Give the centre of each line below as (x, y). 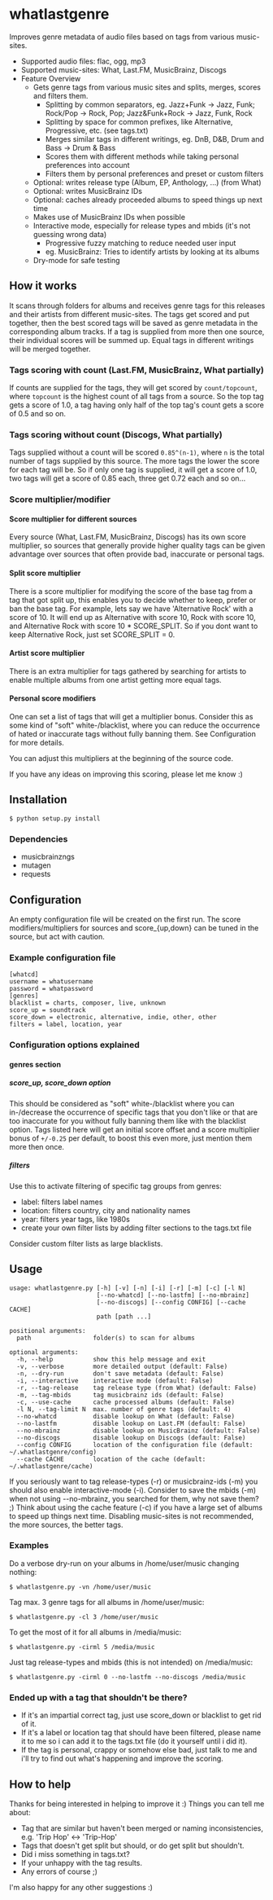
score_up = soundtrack (48, 1010)
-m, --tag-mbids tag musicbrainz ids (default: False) (120, 1395)
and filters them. (61, 95)
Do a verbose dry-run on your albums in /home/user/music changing (124, 1563)
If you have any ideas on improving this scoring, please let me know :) (126, 774)
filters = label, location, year (66, 1025)
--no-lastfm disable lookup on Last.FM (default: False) (131, 1423)
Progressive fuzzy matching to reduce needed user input (141, 243)
